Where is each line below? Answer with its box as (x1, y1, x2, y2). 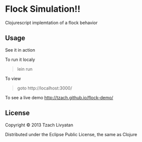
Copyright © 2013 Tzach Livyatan (5, 122, 74, 128)
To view (5, 75, 21, 82)
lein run (17, 66, 33, 72)
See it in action (5, 47, 35, 53)
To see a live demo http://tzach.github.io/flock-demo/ (5, 94, 114, 100)
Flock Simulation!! (5, 3, 81, 15)
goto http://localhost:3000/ (17, 85, 72, 91)
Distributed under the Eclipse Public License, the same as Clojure (5, 131, 138, 137)
